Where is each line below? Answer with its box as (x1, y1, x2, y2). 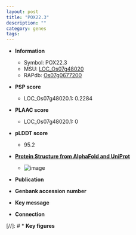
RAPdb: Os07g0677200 (23, 72, 82, 79)
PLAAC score (14, 106, 49, 114)
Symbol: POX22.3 (23, 59, 67, 66)
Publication (14, 176, 44, 183)
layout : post (6, 8, 39, 15)
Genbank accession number (14, 188, 86, 195)
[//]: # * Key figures (6, 222, 55, 230)
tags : (6, 31, 20, 37)
